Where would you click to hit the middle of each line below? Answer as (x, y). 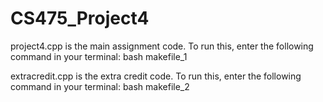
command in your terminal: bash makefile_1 (99, 56)
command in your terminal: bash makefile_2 (100, 86)
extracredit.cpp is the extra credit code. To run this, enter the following (156, 76)
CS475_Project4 (80, 18)
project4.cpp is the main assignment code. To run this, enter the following (162, 46)
